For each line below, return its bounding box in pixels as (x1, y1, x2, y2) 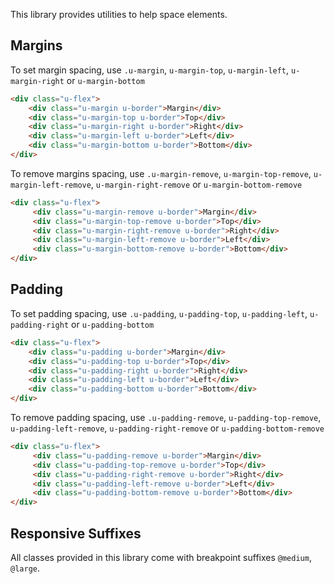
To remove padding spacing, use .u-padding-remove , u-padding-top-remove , (10, 412, 322, 423)
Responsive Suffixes (10, 525, 142, 542)
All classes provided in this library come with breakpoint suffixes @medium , (10, 551, 312, 563)
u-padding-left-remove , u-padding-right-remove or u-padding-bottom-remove (10, 422, 325, 434)
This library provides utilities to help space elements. (10, 9, 228, 20)
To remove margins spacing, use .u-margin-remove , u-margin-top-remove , (10, 167, 312, 179)
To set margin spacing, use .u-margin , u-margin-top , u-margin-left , (10, 64, 290, 76)
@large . (10, 562, 40, 574)
